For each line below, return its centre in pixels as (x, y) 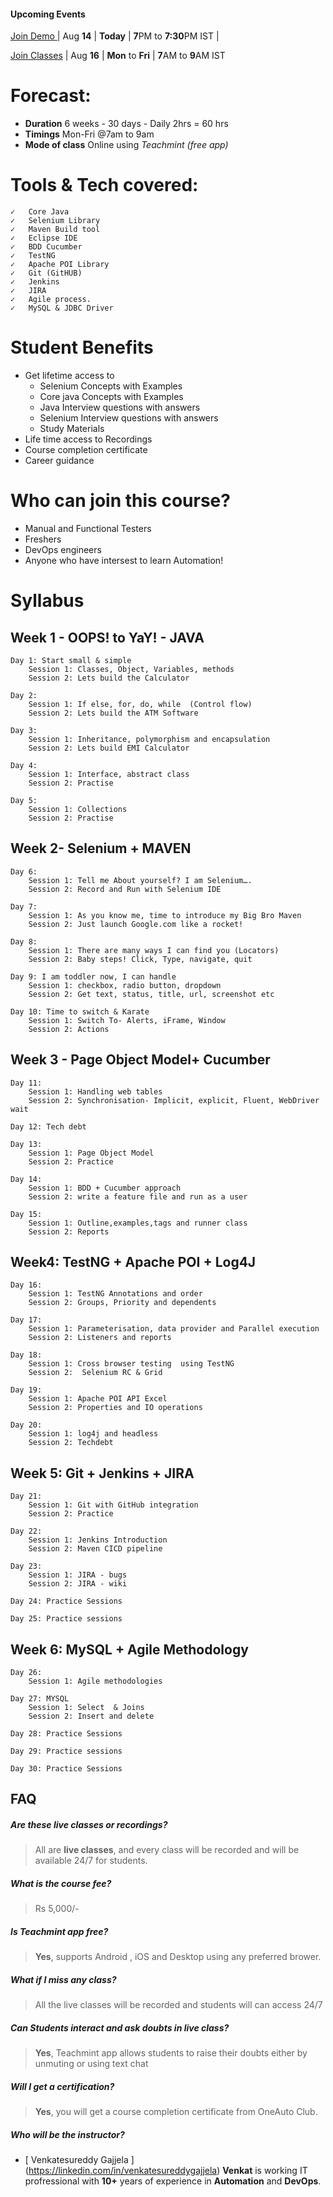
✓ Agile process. (51, 300)
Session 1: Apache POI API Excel (98, 1399)
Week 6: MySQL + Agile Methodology (129, 1649)
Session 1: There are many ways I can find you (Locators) (154, 950)
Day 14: (26, 1179)
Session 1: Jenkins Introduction (98, 1540)
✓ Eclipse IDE (44, 238)
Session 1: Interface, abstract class (109, 774)
